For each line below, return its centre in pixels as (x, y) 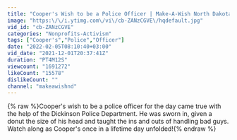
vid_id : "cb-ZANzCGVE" (41, 27)
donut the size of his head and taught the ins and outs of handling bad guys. (118, 122)
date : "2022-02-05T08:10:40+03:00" (60, 47)
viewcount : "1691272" (39, 66)
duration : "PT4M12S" (38, 60)
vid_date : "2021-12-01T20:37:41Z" (58, 54)
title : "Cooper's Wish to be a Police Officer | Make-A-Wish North (109, 14)
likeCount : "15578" (36, 73)
